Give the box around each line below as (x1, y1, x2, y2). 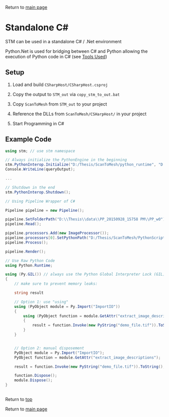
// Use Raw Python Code (5, 258, 55, 263)
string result (14, 290, 44, 296)
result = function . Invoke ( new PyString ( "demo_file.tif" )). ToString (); (14, 364, 165, 369)
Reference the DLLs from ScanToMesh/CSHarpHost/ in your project (12, 111, 147, 117)
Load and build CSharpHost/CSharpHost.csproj (12, 81, 108, 88)
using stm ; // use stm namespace (5, 148, 75, 153)
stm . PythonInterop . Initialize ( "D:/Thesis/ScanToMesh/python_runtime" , (5, 162, 156, 168)
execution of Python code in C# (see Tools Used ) (5, 53, 107, 59)
